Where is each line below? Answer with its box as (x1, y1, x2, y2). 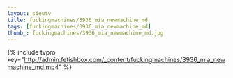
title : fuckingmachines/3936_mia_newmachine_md (7, 17, 149, 23)
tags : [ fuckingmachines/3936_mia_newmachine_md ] (7, 23, 151, 30)
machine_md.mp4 (7, 63, 59, 71)
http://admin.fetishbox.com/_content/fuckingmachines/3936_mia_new (24, 56, 225, 64)
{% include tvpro (7, 48, 56, 57)
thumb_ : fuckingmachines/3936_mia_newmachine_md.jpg (7, 29, 164, 37)
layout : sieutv (7, 10, 52, 17)
